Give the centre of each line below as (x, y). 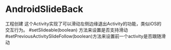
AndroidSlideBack (44, 9)
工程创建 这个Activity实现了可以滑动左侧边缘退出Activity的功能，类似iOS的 (83, 23)
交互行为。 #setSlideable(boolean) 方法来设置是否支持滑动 (67, 30)
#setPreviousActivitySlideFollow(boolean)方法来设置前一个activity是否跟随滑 (85, 36)
